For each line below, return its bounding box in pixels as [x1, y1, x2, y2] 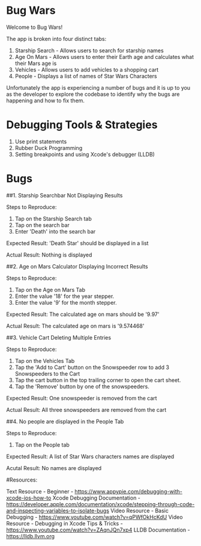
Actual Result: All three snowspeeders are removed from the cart [6, 406, 167, 413]
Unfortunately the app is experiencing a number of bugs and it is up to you [6, 84, 191, 91]
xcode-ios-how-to [6, 494, 52, 501]
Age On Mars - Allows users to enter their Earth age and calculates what [14, 53, 194, 60]
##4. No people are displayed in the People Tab [6, 418, 124, 425]
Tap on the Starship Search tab [14, 215, 92, 222]
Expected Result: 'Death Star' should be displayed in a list [6, 239, 149, 247]
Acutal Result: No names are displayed [6, 464, 102, 471]
